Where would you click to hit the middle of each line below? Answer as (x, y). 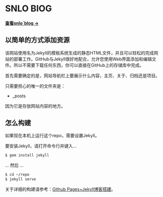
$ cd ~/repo (17, 175)
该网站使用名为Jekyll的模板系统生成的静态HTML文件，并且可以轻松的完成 (80, 53)
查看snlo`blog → (22, 23)
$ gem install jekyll (27, 155)
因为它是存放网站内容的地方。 (35, 106)
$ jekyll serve (21, 179)
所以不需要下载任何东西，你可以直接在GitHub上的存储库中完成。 (79, 65)
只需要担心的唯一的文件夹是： (35, 86)
